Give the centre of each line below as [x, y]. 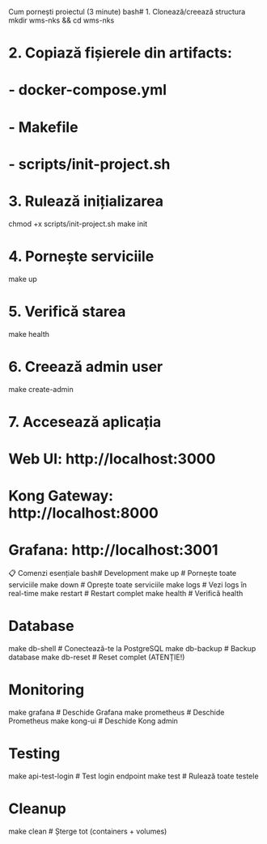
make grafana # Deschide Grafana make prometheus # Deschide [117, 712]
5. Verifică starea [67, 311]
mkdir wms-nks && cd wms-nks [61, 20]
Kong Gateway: [61, 496]
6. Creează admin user [86, 367]
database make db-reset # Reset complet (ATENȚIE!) [97, 657]
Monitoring [47, 690]
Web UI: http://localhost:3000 [112, 459]
